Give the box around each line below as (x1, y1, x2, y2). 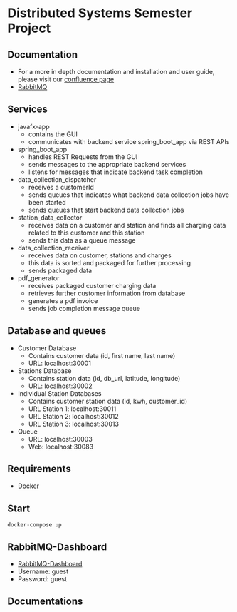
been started (28, 198, 66, 206)
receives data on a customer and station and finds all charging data (28, 220, 226, 229)
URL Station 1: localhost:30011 (28, 404, 117, 413)
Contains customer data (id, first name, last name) (28, 351, 176, 359)
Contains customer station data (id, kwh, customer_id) (28, 397, 188, 405)
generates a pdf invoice (28, 296, 98, 305)
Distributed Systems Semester (7, 5, 193, 21)
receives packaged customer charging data (28, 281, 157, 290)
